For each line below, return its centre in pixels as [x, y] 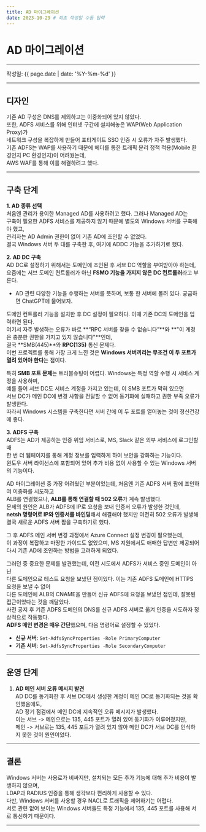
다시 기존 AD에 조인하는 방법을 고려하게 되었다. [63, 551]
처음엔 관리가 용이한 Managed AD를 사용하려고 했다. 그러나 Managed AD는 [97, 214]
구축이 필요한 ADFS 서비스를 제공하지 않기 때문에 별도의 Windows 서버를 [94, 221]
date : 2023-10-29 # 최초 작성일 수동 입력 [55, 18]
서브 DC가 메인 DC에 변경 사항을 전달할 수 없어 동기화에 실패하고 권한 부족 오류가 [103, 396]
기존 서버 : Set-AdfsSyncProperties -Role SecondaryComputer [90, 646]
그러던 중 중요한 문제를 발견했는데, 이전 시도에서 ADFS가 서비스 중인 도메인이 [98, 564]
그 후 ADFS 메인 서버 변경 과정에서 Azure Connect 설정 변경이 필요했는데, [95, 535]
